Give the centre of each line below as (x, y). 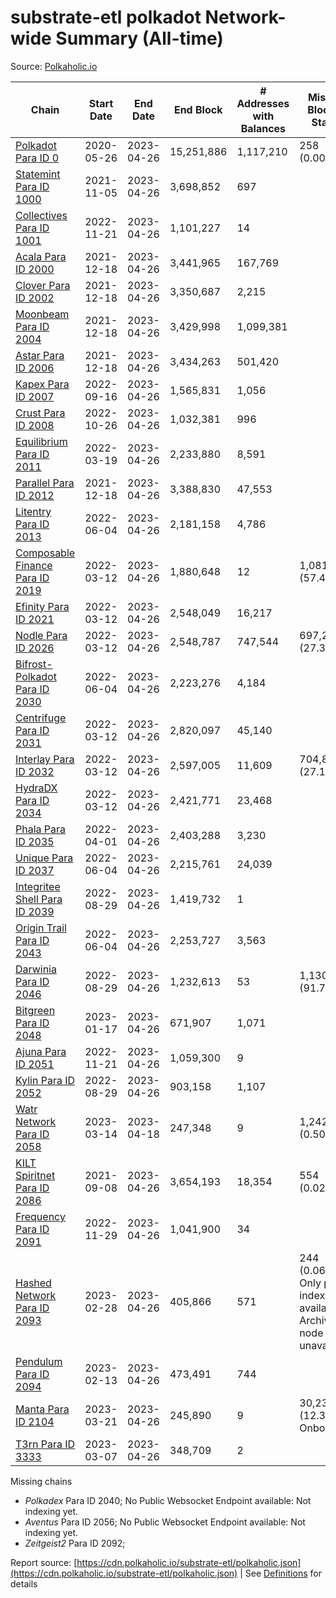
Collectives (41, 215)
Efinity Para (42, 606)
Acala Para (41, 256)
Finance (34, 565)
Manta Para (42, 1409)
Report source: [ (44, 1562)
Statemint (38, 174)
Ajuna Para (41, 1051)
